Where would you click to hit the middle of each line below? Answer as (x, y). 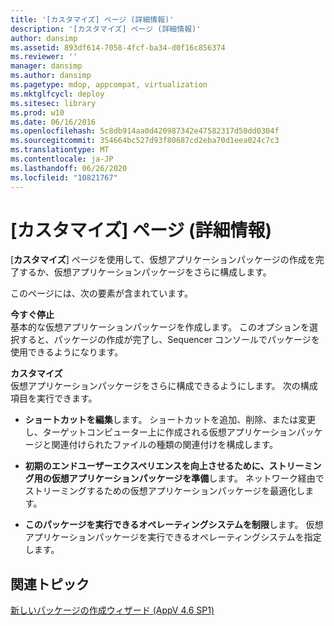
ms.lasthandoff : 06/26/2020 (69, 168)
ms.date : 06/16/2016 (53, 122)
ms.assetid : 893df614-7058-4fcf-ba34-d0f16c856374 (118, 47)
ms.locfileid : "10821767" (64, 177)
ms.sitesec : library (53, 103)
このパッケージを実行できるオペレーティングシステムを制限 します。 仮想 (174, 525)
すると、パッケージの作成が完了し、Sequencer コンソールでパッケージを (169, 340)
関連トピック (50, 584)
